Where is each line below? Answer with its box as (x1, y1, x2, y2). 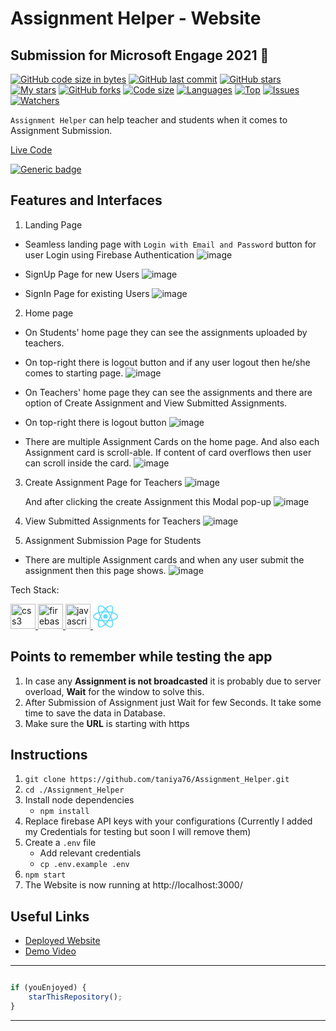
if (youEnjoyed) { (10, 983, 87, 993)
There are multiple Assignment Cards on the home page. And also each (24, 435, 320, 447)
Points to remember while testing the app (10, 648, 273, 666)
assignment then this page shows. (24, 564, 167, 576)
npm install (39, 807, 90, 817)
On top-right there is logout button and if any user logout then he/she (24, 356, 311, 368)
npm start (24, 870, 67, 881)
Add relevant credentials (39, 847, 142, 859)
